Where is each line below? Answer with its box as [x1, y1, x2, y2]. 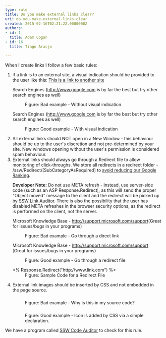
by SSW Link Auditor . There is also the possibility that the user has [12, 198, 148, 204]
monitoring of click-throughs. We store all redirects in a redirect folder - [12, 162, 159, 168]
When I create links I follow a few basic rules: [5, 62, 98, 68]
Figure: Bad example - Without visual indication [24, 101, 121, 107]
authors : [5, 26, 23, 31]
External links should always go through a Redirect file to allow [12, 157, 140, 163]
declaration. [24, 318, 50, 324]
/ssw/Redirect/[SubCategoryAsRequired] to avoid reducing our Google [12, 167, 157, 173]
